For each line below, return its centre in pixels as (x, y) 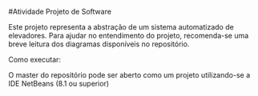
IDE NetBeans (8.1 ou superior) (59, 84)
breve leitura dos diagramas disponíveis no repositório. (99, 44)
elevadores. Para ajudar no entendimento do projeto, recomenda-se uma (129, 36)
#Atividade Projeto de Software (60, 12)
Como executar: (35, 60)
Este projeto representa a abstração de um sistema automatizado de (121, 27)
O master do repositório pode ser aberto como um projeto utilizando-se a (129, 75)
